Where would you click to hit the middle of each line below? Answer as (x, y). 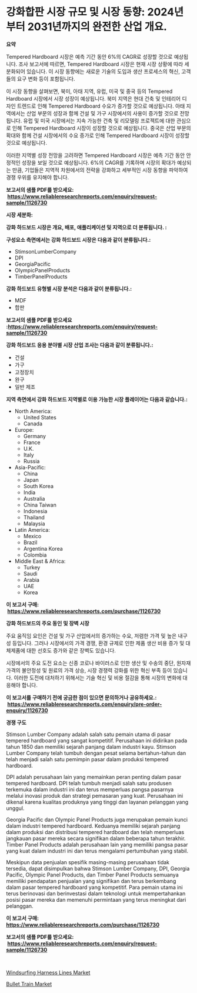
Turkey (32, 567)
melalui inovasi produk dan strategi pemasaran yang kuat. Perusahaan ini (95, 795)
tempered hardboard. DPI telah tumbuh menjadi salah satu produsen (89, 783)
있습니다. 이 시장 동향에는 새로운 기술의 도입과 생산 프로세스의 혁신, (103, 71)
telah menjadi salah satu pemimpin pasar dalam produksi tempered (87, 759)
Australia (34, 498)
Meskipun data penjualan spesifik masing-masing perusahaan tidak (88, 862)
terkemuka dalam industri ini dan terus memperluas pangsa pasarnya (90, 789)
